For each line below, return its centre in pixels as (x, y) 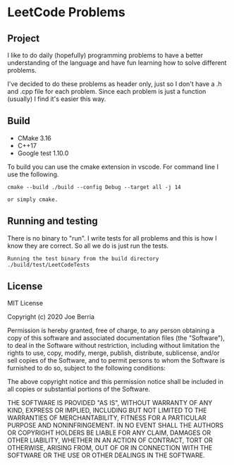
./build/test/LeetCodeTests (49, 265)
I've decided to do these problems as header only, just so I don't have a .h (115, 84)
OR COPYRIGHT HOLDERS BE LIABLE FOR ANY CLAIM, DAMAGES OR (109, 433)
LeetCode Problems (66, 12)
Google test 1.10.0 (43, 153)
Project (24, 38)
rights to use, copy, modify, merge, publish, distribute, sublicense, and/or (113, 353)
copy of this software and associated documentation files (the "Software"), (116, 338)
